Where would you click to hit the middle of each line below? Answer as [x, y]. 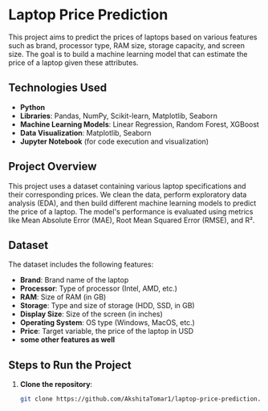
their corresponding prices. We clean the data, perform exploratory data [128, 194]
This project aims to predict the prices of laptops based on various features [133, 37]
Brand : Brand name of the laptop [74, 280]
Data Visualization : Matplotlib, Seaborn [85, 132]
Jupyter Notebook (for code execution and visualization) [114, 141]
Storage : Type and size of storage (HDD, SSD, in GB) [107, 306]
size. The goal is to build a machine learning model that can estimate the [128, 54]
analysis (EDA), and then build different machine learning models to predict [132, 203]
